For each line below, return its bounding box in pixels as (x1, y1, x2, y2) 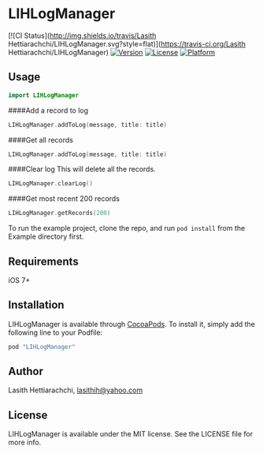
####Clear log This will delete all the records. (8, 165, 156, 174)
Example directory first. (8, 232, 84, 241)
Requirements (8, 254, 79, 268)
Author (8, 365, 43, 378)
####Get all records (8, 135, 73, 144)
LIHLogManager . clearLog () (8, 180, 93, 188)
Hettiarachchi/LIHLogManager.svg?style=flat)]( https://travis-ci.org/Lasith (8, 39, 246, 48)
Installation (8, 299, 65, 312)
